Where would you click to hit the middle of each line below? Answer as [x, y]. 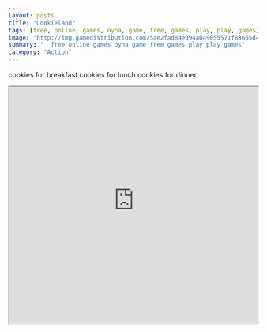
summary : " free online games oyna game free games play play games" [127, 45]
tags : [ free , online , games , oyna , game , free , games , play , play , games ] [134, 30]
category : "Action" [40, 52]
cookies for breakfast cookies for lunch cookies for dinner [103, 75]
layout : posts [32, 15]
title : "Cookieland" [42, 23]
